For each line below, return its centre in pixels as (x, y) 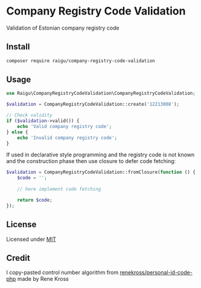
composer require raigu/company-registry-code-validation (81, 61)
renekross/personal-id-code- (156, 272)
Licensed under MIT (31, 239)
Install (18, 47)
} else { (17, 132)
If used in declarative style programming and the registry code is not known (101, 155)
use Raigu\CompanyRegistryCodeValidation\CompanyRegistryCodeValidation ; (101, 94)
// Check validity (29, 115)
